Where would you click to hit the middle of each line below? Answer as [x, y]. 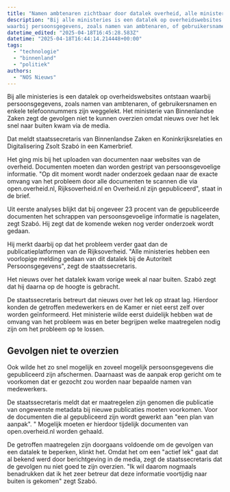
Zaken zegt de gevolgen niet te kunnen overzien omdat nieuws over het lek [113, 119]
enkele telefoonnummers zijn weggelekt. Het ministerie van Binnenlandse [111, 111]
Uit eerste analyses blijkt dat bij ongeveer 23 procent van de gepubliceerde [113, 209]
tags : [15, 45]
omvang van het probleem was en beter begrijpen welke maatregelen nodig [114, 322]
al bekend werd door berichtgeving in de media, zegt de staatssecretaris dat [115, 459]
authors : [20, 71]
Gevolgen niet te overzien [63, 350]
